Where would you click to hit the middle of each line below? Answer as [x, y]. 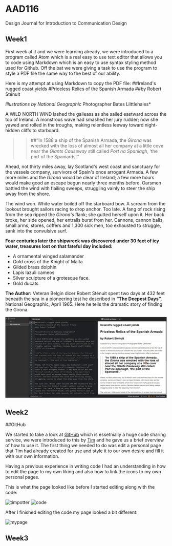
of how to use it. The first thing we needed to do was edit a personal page [83, 446]
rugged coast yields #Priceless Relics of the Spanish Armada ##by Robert [83, 89]
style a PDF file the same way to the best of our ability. [63, 73]
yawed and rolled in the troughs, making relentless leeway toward [74, 125]
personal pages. [22, 477]
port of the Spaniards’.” [55, 156]
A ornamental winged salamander [48, 256]
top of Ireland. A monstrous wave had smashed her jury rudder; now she [82, 119]
